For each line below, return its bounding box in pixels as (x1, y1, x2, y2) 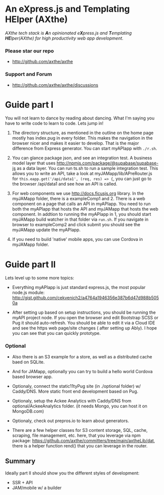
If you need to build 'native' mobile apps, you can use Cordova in (12, 236, 143, 242)
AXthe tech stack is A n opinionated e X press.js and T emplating (5, 30, 132, 36)
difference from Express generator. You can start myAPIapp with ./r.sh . (12, 145, 157, 151)
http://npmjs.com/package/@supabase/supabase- (56, 160, 159, 166)
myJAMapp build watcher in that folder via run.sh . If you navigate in (12, 216, 149, 222)
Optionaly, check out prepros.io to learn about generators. (12, 418, 129, 424)
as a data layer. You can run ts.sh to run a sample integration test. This (17, 165, 159, 171)
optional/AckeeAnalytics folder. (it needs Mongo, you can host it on (12, 403, 147, 409)
